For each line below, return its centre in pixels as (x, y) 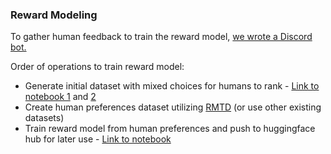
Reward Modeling (54, 15)
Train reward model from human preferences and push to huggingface (170, 129)
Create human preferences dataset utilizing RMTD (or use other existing (173, 107)
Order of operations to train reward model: (97, 67)
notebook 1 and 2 (60, 97)
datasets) (44, 118)
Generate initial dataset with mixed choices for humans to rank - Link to (172, 86)
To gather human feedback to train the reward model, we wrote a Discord (161, 37)
